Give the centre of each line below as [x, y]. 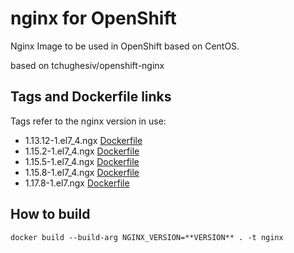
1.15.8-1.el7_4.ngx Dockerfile [82, 172]
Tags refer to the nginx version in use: [88, 121]
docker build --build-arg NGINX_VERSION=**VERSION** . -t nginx [147, 237]
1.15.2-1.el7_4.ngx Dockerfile [82, 151]
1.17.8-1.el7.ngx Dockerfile [77, 183]
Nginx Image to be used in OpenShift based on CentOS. [125, 46]
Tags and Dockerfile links [91, 97]
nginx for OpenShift [93, 18]
